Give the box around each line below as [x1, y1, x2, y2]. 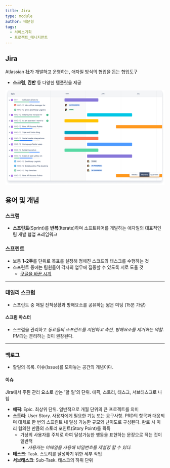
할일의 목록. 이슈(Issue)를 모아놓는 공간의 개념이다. [12, 364, 114, 370]
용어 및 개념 [5, 196, 39, 204]
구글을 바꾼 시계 [20, 270, 52, 276]
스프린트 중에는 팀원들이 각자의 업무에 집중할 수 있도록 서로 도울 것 [12, 264, 144, 270]
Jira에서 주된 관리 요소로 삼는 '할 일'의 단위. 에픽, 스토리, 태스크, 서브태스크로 [5, 389, 157, 395]
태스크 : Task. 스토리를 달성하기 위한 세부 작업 [12, 450, 102, 457]
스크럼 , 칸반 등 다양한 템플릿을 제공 [12, 79, 82, 85]
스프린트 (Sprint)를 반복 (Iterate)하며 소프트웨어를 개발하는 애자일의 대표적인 [12, 225, 162, 231]
